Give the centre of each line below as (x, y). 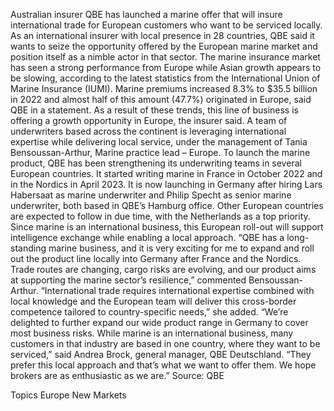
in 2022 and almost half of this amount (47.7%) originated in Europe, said (161, 99)
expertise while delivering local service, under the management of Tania (159, 142)
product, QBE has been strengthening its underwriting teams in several (156, 163)
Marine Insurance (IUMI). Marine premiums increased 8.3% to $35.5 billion (164, 88)
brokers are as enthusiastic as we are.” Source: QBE (117, 375)
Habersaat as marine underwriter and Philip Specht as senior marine (151, 195)
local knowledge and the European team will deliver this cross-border (153, 301)
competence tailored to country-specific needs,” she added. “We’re (149, 312)
